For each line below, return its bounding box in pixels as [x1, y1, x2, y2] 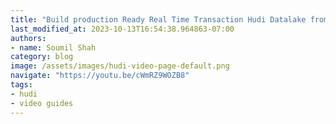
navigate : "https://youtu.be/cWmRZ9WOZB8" [10, 71, 190, 81]
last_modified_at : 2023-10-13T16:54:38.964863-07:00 [10, 24, 235, 34]
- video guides [10, 98, 74, 108]
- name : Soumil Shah [10, 42, 97, 53]
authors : [10, 33, 47, 43]
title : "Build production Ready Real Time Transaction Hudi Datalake [10, 14, 307, 25]
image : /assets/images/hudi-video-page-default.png [10, 61, 230, 71]
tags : [10, 80, 33, 90]
